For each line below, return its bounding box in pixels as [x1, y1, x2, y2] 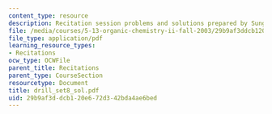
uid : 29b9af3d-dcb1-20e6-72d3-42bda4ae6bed [8, 94, 158, 102]
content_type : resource [8, 11, 89, 20]
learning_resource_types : [8, 42, 96, 50]
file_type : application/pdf [8, 34, 104, 43]
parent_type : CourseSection [8, 71, 104, 79]
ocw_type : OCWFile [8, 57, 70, 65]
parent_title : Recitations [8, 64, 100, 72]
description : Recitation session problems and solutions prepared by [8, 19, 249, 27]
